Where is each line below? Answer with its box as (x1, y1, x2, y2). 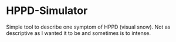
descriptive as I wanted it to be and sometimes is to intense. (6, 29, 151, 36)
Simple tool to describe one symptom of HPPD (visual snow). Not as (6, 23, 171, 30)
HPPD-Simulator (6, 4, 88, 17)
